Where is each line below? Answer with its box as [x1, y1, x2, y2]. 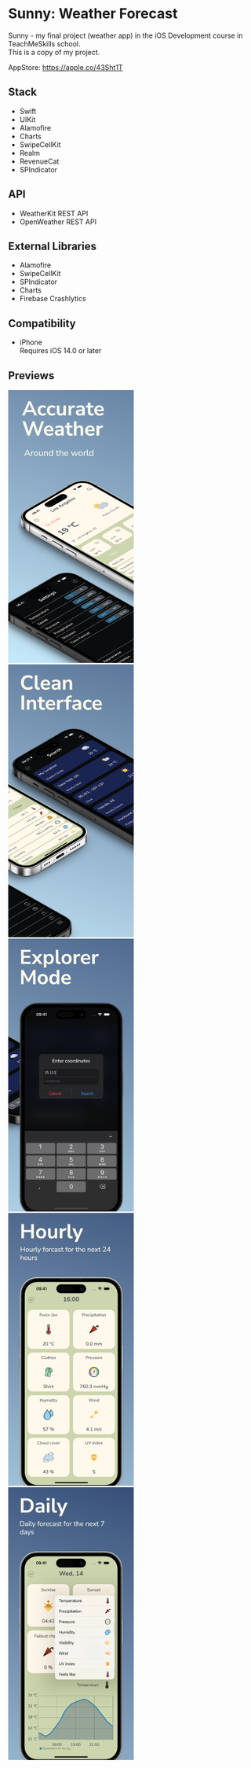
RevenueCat [19, 157, 60, 166]
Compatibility [8, 316, 76, 330]
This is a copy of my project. [8, 47, 100, 57]
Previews [8, 369, 55, 382]
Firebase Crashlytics [19, 294, 86, 304]
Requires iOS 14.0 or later [19, 346, 102, 355]
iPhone [19, 337, 43, 347]
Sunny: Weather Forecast [8, 5, 178, 23]
